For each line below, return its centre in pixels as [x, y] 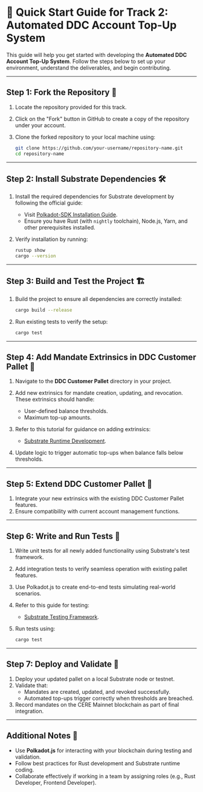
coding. [24, 770]
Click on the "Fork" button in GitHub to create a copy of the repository [102, 119]
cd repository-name [40, 154]
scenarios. [28, 593]
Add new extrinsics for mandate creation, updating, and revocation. [99, 393]
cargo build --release [43, 310]
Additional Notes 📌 [42, 736]
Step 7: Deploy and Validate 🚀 [63, 665]
